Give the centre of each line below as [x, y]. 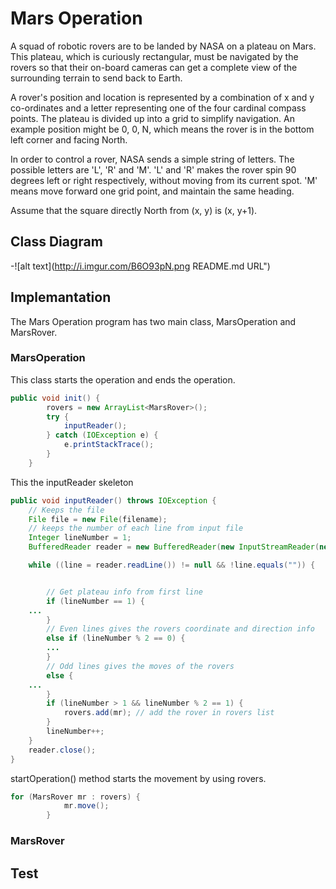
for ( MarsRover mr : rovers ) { [75, 797]
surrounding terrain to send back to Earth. [96, 78]
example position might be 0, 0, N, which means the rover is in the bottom [162, 129]
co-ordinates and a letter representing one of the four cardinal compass [158, 108]
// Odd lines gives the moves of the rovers [140, 666]
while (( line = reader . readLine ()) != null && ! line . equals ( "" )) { [172, 565]
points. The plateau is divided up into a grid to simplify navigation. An [152, 118]
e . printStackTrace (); [109, 445]
